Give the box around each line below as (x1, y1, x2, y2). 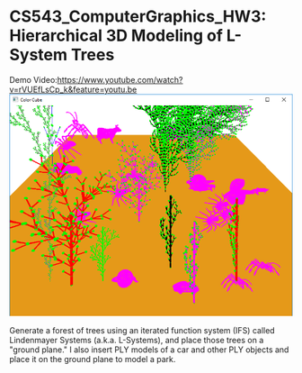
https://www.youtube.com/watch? (57, 74, 183, 85)
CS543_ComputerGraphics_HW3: (9, 6, 267, 27)
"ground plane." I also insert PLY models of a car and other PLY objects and (9, 344, 289, 355)
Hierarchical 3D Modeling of (9, 25, 223, 46)
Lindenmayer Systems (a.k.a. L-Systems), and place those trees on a (9, 335, 264, 346)
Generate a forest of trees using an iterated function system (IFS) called (9, 325, 276, 336)
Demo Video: (9, 74, 58, 85)
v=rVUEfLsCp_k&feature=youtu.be (9, 84, 138, 95)
